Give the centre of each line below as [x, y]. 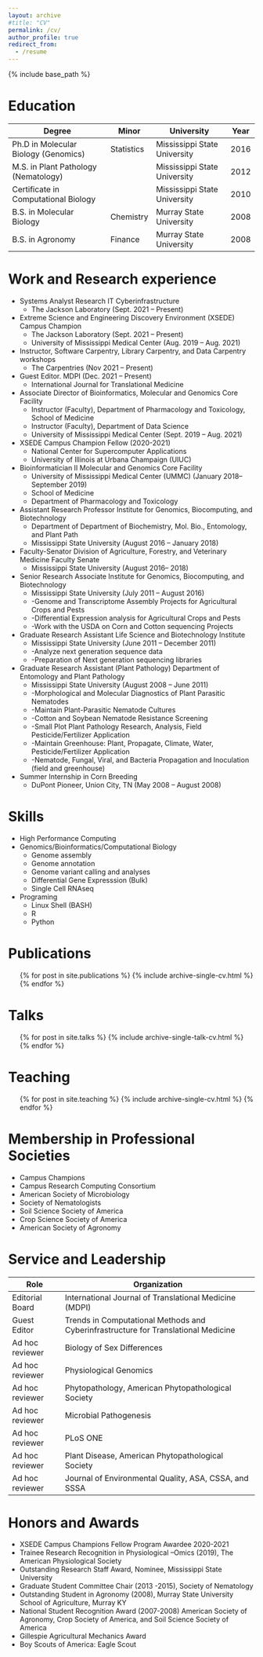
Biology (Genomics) [49, 154]
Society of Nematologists [60, 1202]
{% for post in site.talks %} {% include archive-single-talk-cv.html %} [131, 1037]
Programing [38, 897]
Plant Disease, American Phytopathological [144, 1455]
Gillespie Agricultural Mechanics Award [83, 1636]
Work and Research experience [112, 279]
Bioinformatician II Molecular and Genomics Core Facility [111, 467]
